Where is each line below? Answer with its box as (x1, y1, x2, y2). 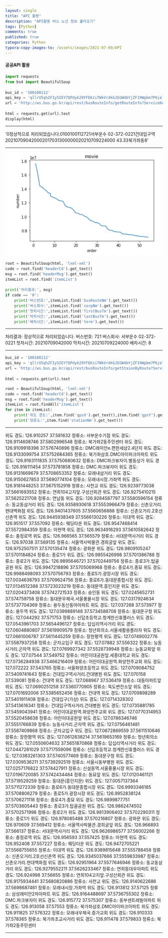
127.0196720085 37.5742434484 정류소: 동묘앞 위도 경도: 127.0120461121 (5, 771, 153, 777)
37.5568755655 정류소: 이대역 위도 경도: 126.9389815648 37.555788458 (5, 847, 151, 853)
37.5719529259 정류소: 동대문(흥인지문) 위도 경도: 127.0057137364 (5, 778, 138, 784)
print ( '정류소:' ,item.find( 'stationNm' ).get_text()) (14, 418, 123, 423)
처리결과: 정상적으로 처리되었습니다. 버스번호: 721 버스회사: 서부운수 (5, 334, 137, 340)
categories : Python (5, 40, 46, 45)
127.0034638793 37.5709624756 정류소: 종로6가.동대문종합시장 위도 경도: (5, 577, 153, 583)
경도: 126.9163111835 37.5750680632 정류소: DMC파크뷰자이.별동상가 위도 (5, 457, 154, 463)
